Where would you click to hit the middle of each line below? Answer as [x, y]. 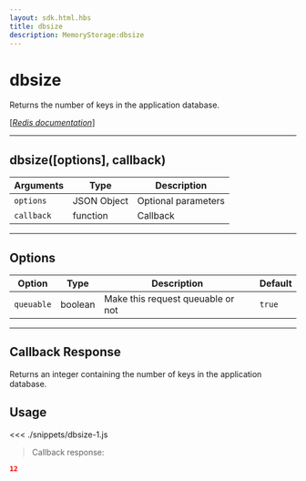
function [91, 216]
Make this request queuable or [169, 299]
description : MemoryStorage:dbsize [77, 35]
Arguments [39, 186]
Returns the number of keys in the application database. [115, 105]
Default [275, 283]
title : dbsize [36, 26]
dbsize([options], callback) [88, 160]
